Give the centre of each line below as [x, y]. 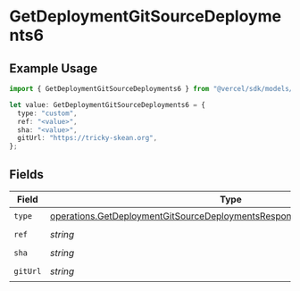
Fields [27, 175]
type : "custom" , [47, 113]
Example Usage [54, 68]
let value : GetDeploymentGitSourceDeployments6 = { [107, 104]
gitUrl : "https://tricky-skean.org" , [87, 138]
